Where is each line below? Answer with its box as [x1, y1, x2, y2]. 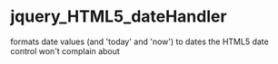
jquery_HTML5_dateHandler [10, 6, 227, 27]
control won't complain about [10, 45, 121, 56]
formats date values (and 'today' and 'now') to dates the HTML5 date [10, 36, 269, 47]
